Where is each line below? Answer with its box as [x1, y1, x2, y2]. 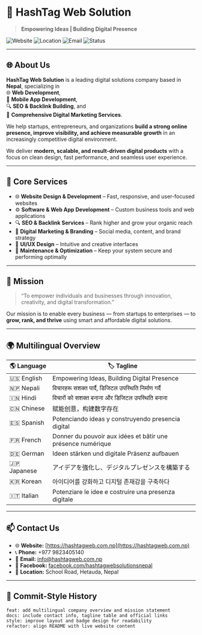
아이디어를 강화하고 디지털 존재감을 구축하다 [52, 478, 170, 486]
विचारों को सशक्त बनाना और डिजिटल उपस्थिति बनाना [52, 394, 168, 402]
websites [14, 199, 38, 206]
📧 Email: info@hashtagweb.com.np [14, 556, 103, 562]
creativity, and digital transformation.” [20, 299, 114, 306]
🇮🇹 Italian [9, 492, 39, 500]
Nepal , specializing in [6, 82, 60, 90]
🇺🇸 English [9, 374, 43, 383]
